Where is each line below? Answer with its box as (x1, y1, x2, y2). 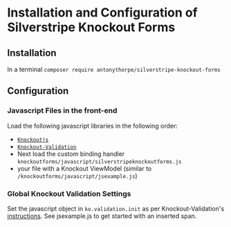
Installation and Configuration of (7, 5, 198, 21)
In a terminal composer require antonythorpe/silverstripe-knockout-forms (7, 66, 221, 73)
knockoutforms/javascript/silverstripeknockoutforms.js (17, 158, 182, 165)
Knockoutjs (17, 136, 49, 143)
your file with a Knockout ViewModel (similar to (17, 164, 152, 172)
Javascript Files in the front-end (7, 106, 118, 115)
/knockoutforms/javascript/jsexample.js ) (17, 171, 138, 180)
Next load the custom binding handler (17, 150, 125, 158)
